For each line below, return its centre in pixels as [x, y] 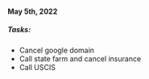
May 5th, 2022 [33, 11]
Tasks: [19, 30]
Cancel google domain [56, 50]
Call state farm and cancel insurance [80, 58]
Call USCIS [37, 67]
